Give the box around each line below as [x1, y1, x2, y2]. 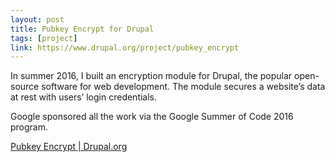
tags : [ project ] [10, 33, 78, 43]
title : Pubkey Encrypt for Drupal [10, 24, 155, 34]
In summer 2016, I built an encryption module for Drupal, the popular [10, 70, 293, 82]
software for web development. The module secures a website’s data [41, 81, 326, 93]
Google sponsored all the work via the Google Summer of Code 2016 [10, 111, 294, 123]
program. [10, 121, 49, 133]
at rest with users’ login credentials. [10, 91, 158, 103]
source [10, 81, 40, 93]
